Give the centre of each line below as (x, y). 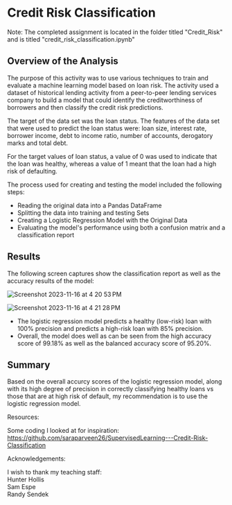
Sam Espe (21, 487)
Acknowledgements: (36, 459)
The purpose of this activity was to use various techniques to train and (108, 78)
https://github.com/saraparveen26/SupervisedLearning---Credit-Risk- (108, 438)
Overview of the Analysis (63, 61)
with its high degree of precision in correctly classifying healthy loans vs (110, 389)
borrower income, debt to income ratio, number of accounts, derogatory (110, 135)
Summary (29, 365)
